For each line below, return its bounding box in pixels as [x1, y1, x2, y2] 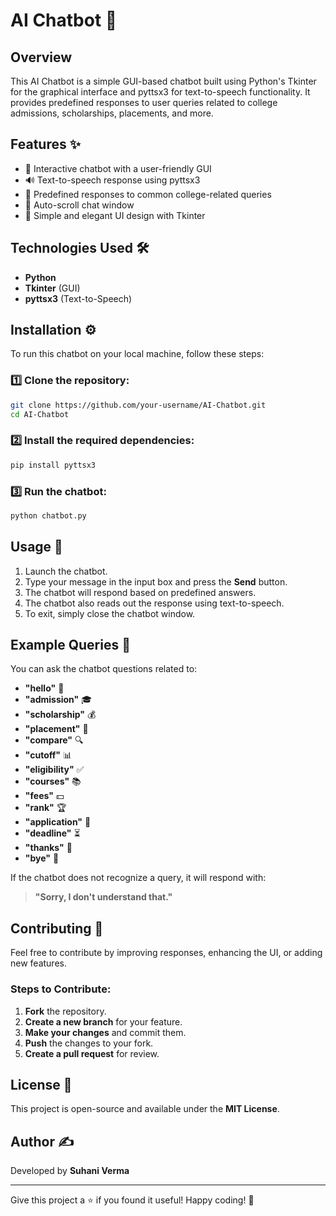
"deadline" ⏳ [24, 827, 81, 839]
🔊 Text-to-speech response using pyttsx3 [24, 174, 201, 186]
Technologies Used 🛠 [10, 240, 150, 257]
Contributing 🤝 [10, 920, 104, 937]
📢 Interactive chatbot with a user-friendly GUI [24, 162, 212, 174]
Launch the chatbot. [24, 565, 108, 577]
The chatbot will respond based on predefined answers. [24, 586, 257, 598]
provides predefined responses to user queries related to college [10, 97, 278, 108]
